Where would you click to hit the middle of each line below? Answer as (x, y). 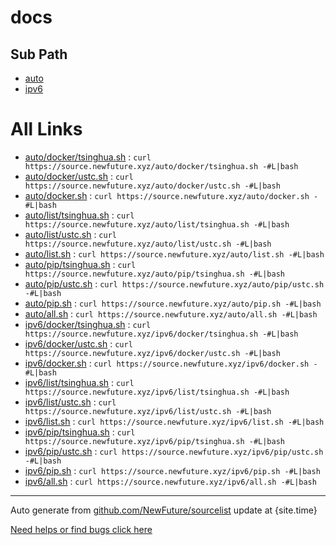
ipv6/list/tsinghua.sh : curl (79, 382)
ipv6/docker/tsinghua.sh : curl (88, 324)
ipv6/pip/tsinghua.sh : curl (80, 432)
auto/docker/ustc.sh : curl (79, 176)
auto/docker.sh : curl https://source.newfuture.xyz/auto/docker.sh (167, 195)
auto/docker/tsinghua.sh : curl (88, 157)
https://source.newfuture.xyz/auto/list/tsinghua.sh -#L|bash (157, 224)
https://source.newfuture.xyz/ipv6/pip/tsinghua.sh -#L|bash (155, 441)
